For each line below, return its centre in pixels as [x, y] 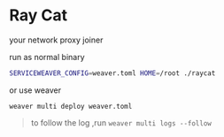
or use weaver [35, 90]
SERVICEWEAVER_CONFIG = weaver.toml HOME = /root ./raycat [112, 73]
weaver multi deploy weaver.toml [71, 106]
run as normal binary [47, 57]
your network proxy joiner [56, 40]
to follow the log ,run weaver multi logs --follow [121, 122]
